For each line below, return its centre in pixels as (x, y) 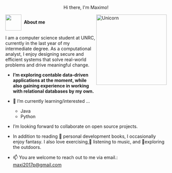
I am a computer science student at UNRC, (50, 38)
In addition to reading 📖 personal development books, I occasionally (84, 136)
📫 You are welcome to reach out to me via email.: (65, 157)
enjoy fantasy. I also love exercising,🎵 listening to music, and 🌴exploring (89, 142)
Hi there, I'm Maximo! (86, 7)
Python (28, 116)
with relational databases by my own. (53, 91)
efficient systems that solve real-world (46, 59)
